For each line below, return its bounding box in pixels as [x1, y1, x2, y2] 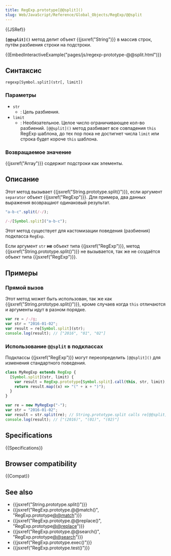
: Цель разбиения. [20, 108, 60, 115]
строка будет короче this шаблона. [20, 136, 98, 142]
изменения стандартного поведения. [5, 360, 87, 366]
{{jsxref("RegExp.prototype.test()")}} [12, 545, 90, 551]
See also [5, 488, 33, 496]
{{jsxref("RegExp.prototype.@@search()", [12, 528, 101, 535]
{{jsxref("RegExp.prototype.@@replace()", [12, 518, 102, 524]
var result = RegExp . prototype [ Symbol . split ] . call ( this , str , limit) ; [14, 379, 167, 384]
